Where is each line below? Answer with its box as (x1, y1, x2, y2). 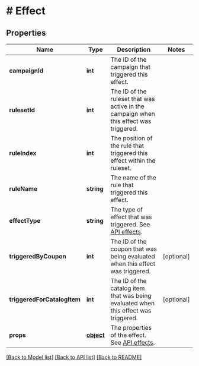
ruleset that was (110, 95, 155, 103)
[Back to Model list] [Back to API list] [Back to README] (6, 354, 142, 361)
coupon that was (110, 245, 157, 253)
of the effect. (110, 331, 146, 339)
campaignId (9, 67, 43, 75)
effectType (9, 217, 41, 225)
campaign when (110, 110, 155, 118)
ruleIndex (9, 149, 37, 157)
